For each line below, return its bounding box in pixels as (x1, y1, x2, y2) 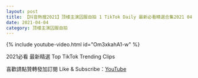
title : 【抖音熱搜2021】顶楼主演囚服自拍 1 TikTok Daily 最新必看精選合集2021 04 (6, 14, 193, 20)
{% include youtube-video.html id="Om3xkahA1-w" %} (6, 41, 140, 48)
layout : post (6, 8, 38, 15)
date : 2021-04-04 (6, 19, 49, 25)
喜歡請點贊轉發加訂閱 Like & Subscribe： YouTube (6, 66, 127, 73)
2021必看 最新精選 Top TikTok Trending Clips (6, 53, 115, 60)
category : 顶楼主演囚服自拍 (6, 25, 68, 31)
